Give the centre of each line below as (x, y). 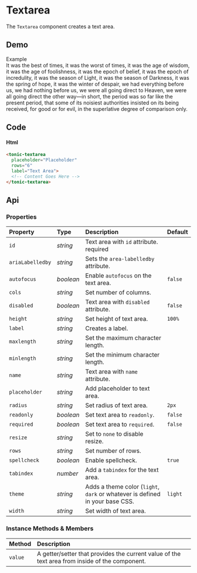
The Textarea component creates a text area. (61, 26)
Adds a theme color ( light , (122, 487)
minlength (23, 359)
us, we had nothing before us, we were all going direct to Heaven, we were (96, 90)
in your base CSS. (110, 501)
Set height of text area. (116, 319)
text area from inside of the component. (92, 561)
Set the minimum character (122, 355)
